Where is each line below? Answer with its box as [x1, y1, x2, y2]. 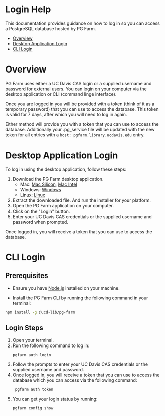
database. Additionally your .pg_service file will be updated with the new [5, 126, 155, 132]
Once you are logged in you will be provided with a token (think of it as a [5, 101, 154, 107]
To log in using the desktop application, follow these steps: [5, 166, 127, 172]
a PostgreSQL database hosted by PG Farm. [5, 25, 96, 31]
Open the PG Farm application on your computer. [12, 202, 114, 209]
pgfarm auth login [12, 352, 51, 357]
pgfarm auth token [15, 387, 54, 392]
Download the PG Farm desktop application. [12, 176, 104, 182]
